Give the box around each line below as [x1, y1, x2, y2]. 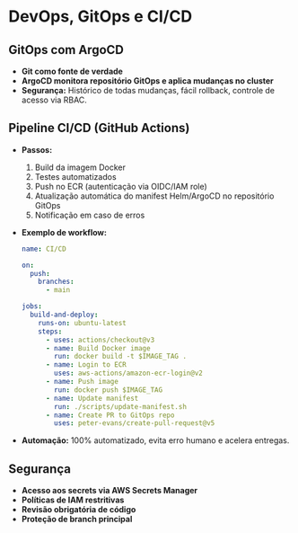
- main [45, 286, 71, 295]
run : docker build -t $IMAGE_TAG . [54, 352, 188, 361]
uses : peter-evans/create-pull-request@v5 [54, 419, 215, 428]
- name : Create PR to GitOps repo [45, 411, 175, 420]
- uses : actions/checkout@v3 [45, 335, 155, 344]
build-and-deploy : [30, 310, 99, 320]
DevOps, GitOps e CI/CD [8, 6, 193, 27]
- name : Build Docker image [45, 343, 151, 352]
